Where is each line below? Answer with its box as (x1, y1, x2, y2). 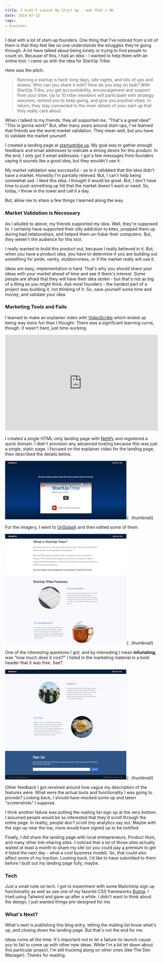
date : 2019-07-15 (5, 13, 40, 18)
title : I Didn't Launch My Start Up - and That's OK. (5, 8, 116, 13)
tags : (5, 18, 16, 23)
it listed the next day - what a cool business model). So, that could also (5, 849, 147, 855)
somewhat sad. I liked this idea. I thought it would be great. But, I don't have (5, 178, 157, 184)
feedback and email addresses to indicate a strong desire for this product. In (5, 148, 158, 154)
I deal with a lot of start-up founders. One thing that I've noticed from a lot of (5, 37, 158, 43)
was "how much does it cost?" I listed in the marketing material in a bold (5, 655, 149, 660)
